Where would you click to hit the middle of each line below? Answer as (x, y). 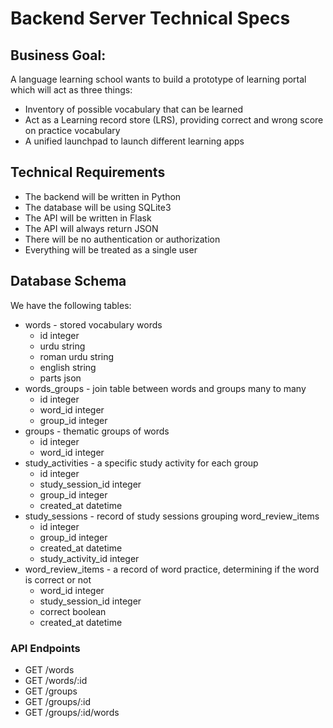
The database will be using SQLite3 (98, 207)
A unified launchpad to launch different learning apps (134, 141)
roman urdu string (77, 356)
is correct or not (58, 579)
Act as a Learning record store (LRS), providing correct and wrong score (174, 120)
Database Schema (68, 281)
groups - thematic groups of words (97, 431)
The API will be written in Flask (88, 218)
